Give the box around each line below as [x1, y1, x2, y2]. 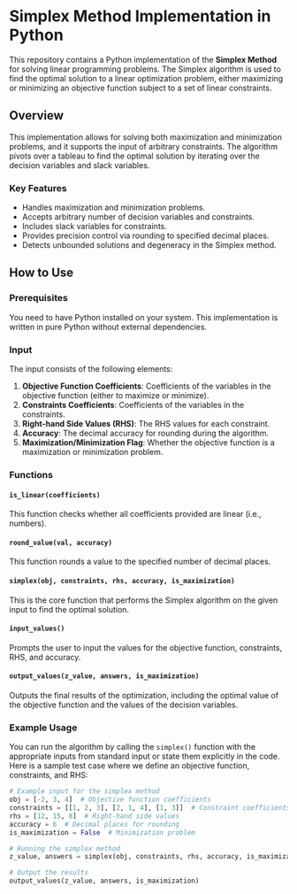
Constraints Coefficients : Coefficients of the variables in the [21, 400, 245, 411]
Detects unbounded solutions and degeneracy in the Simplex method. [21, 240, 277, 250]
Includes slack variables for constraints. [21, 221, 168, 232]
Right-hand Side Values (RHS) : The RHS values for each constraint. [21, 419, 270, 429]
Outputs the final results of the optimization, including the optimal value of [9, 690, 279, 700]
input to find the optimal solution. [9, 604, 130, 614]
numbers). [9, 518, 47, 528]
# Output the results [9, 868, 89, 877]
